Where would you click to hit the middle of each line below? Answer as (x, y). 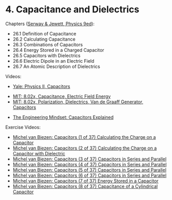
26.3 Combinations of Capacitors (48, 44)
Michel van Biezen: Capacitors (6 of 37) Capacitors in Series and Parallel (90, 175)
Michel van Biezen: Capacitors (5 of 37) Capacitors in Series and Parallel (90, 170)
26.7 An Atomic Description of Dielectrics (56, 66)
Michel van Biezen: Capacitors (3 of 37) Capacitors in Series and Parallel (90, 159)
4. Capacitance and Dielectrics (72, 10)
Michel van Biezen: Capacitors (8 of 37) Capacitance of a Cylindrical (85, 186)
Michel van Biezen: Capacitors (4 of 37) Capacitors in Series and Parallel (90, 164)
